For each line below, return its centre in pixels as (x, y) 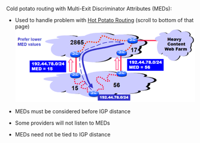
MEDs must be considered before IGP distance (72, 111)
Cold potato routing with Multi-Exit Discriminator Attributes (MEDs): (89, 9)
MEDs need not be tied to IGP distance (63, 135)
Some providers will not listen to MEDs (62, 123)
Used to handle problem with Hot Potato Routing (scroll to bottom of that (104, 20)
